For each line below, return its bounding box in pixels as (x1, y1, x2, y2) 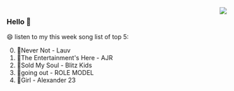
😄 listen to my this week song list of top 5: (6, 33, 129, 41)
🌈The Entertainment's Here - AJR (16, 54, 113, 62)
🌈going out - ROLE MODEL (16, 69, 94, 77)
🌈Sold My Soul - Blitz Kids (16, 61, 92, 69)
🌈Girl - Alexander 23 (16, 76, 76, 85)
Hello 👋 (6, 17, 31, 27)
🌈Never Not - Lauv (16, 46, 71, 55)
